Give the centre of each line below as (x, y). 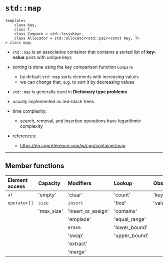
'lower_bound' (130, 227)
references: (24, 136)
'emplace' (79, 219)
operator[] (20, 203)
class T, (23, 29)
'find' (120, 203)
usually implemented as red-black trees (53, 101)
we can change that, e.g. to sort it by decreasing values (77, 82)
